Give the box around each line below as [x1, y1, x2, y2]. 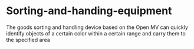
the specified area [6, 36, 50, 43]
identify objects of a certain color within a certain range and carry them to [6, 30, 186, 37]
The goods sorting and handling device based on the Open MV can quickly [6, 24, 189, 31]
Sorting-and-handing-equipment [6, 4, 172, 18]
